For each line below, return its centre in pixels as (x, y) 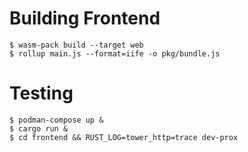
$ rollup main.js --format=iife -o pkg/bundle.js (115, 53)
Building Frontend (85, 18)
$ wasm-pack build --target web (76, 45)
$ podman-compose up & (56, 120)
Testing (41, 93)
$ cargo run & (39, 128)
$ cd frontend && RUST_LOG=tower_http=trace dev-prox (124, 137)
